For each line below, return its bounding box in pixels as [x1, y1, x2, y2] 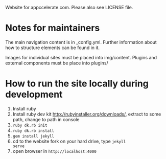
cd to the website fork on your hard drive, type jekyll [12, 138, 126, 144]
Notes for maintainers [5, 22, 100, 34]
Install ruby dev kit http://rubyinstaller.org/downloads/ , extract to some [12, 111, 161, 117]
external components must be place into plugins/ [5, 60, 108, 66]
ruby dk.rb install [12, 128, 55, 133]
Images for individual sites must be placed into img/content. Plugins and [5, 54, 157, 60]
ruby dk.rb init [12, 123, 48, 128]
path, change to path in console [12, 116, 80, 122]
